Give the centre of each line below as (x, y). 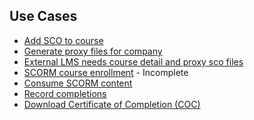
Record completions (65, 93)
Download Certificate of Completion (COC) (112, 104)
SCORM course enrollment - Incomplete (106, 72)
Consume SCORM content (78, 83)
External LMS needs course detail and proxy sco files (133, 61)
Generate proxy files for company (93, 51)
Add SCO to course (63, 40)
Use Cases (43, 16)
